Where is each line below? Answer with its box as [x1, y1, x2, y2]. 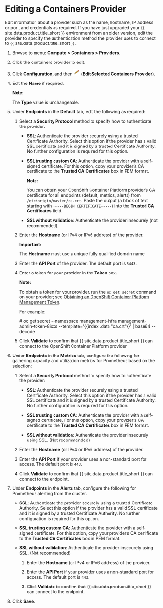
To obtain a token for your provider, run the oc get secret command [19, 289, 157, 294]
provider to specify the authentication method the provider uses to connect [5, 35, 156, 41]
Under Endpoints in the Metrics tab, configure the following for [12, 353, 140, 358]
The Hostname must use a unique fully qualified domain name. [19, 251, 146, 257]
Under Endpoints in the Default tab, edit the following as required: [12, 108, 145, 114]
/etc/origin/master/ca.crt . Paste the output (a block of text [26, 197, 148, 203]
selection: [12, 363, 32, 369]
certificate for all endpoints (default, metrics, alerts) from [26, 192, 141, 198]
